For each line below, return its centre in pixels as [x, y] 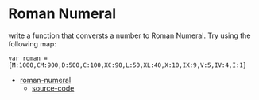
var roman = [28, 58]
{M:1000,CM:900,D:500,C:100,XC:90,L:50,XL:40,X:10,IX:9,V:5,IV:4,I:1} [128, 65]
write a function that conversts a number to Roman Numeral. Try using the [129, 35]
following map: [33, 43]
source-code [53, 88]
